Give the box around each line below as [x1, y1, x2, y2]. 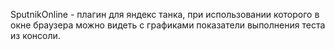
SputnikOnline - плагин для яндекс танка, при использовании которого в [10, 9, 320, 20]
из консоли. [10, 30, 61, 41]
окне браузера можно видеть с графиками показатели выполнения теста [10, 19, 326, 31]
